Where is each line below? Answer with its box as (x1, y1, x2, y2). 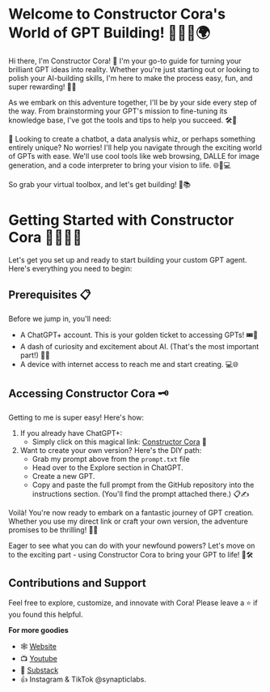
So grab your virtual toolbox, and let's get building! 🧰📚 (8, 179, 192, 189)
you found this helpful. (8, 609, 83, 620)
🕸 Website (19, 642, 57, 651)
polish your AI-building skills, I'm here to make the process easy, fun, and (8, 73, 253, 83)
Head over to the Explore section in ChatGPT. (32, 463, 184, 472)
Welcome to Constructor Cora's (8, 5, 226, 23)
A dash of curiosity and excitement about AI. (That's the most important (19, 341, 259, 351)
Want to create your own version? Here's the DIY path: (19, 445, 202, 455)
